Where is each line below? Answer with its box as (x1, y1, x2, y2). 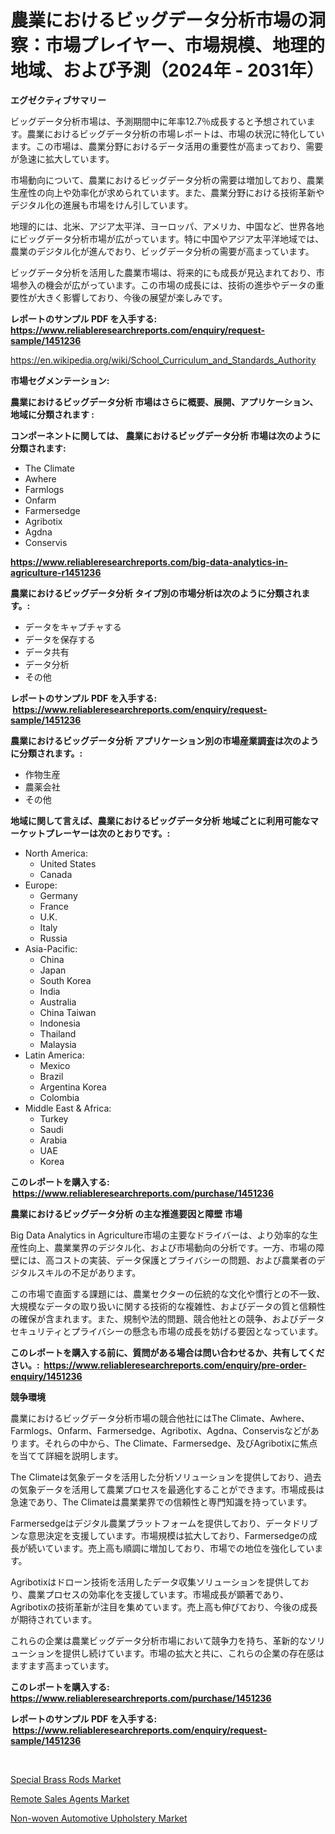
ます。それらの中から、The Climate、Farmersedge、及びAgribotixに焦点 (18, 1437, 318, 1449)
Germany (39, 889, 78, 901)
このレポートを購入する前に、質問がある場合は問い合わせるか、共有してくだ (10, 1346, 325, 1358)
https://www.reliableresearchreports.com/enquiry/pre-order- (43, 1359, 307, 1371)
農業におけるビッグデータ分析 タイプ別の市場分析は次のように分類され (10, 587, 302, 599)
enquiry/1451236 (10, 1370, 83, 1382)
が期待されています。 (10, 1613, 98, 1625)
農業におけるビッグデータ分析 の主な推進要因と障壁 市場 (10, 1207, 243, 1220)
